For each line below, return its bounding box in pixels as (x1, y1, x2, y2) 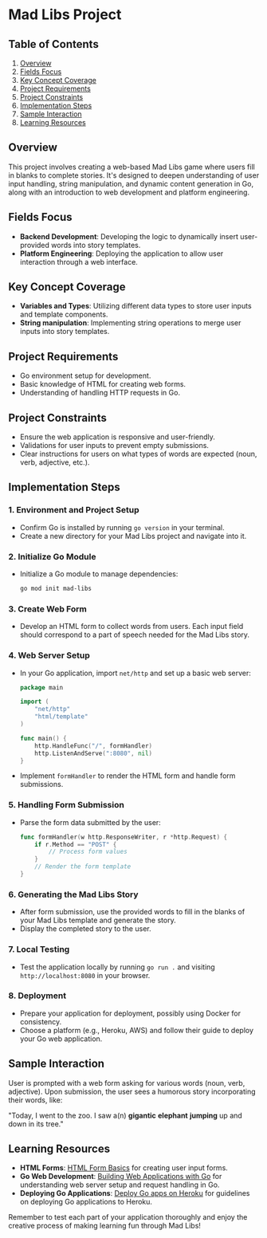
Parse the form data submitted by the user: (19, 817, 161, 827)
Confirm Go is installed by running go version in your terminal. (19, 522, 225, 532)
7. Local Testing (8, 944, 70, 955)
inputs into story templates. (19, 327, 110, 336)
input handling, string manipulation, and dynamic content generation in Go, (8, 179, 253, 188)
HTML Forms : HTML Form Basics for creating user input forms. (19, 1163, 229, 1173)
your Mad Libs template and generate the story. (19, 915, 177, 926)
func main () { (19, 734, 67, 742)
